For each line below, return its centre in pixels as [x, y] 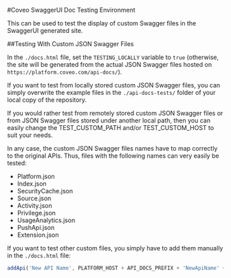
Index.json [32, 184]
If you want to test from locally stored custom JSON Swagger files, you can [114, 85]
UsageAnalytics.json [46, 220]
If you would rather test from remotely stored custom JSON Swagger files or [115, 113]
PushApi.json [36, 227]
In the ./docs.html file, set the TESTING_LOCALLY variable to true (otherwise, [113, 57]
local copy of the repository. [47, 100]
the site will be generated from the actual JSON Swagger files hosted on [109, 64]
